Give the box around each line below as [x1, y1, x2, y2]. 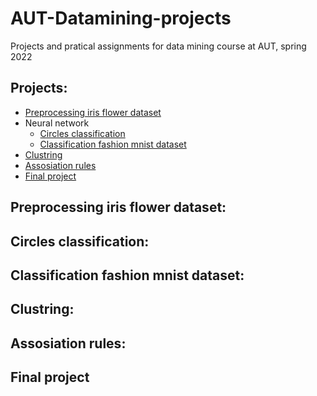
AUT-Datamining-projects [10, 7, 232, 30]
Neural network [24, 117, 90, 129]
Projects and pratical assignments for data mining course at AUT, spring [10, 40, 307, 52]
